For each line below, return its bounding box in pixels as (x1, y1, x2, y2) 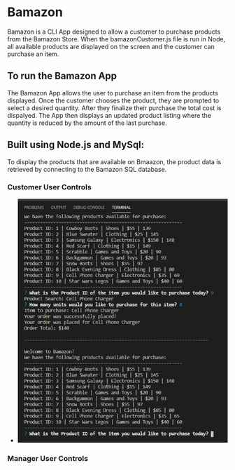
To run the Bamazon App (7, 70, 117, 82)
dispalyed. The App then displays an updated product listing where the (7, 111, 212, 119)
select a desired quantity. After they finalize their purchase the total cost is (7, 103, 222, 112)
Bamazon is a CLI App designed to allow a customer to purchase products (7, 27, 221, 36)
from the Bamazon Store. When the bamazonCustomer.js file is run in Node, (7, 34, 226, 43)
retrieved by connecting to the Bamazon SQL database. (7, 165, 167, 173)
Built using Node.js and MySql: (7, 139, 145, 151)
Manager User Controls (7, 453, 89, 463)
